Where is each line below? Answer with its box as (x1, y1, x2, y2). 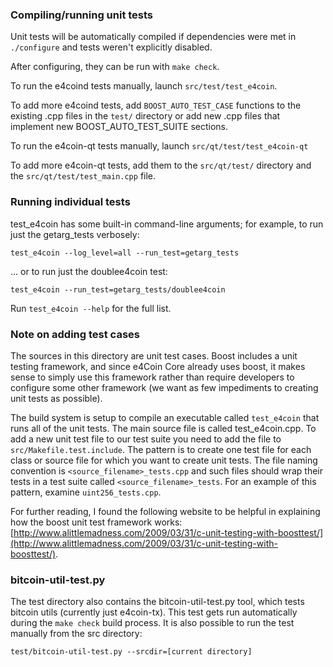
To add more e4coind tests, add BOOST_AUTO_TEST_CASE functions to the (10, 99, 302, 112)
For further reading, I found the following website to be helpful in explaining (10, 505, 321, 517)
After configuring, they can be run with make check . (10, 61, 220, 73)
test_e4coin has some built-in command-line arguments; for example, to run (10, 218, 324, 230)
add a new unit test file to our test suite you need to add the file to (10, 433, 282, 445)
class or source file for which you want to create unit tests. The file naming (10, 454, 318, 466)
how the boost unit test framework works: (10, 516, 183, 528)
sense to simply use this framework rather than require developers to (10, 371, 295, 383)
